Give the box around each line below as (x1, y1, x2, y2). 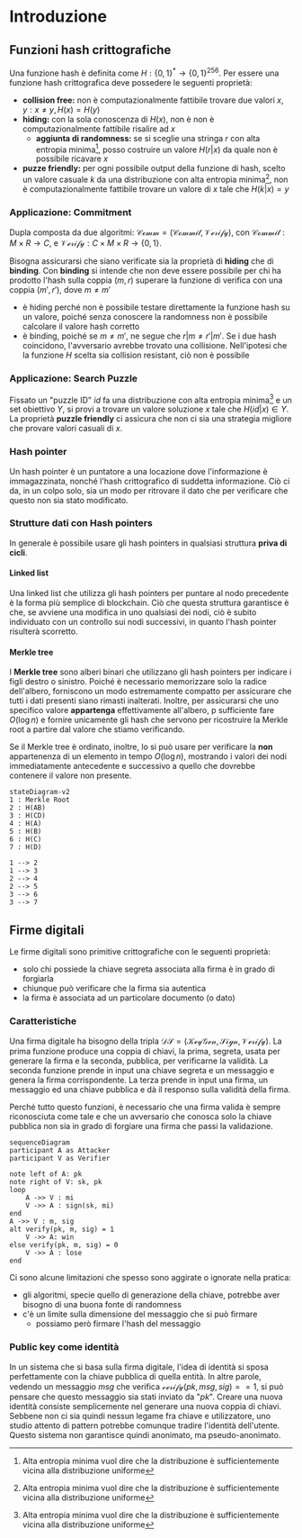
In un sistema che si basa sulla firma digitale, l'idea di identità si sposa (9, 1362, 270, 1372)
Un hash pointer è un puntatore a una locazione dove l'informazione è (9, 466, 268, 476)
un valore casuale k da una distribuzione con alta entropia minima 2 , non (22, 173, 289, 185)
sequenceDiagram (9, 1138, 70, 1147)
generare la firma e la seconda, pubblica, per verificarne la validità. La (9, 1055, 269, 1066)
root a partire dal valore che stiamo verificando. (9, 724, 186, 735)
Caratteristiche (9, 1015, 77, 1027)
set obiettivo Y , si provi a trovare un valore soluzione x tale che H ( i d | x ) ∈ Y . (9, 403, 289, 415)
